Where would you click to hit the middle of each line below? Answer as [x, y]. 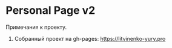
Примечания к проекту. [36, 27]
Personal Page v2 [51, 10]
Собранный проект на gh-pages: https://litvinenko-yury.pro [90, 38]
